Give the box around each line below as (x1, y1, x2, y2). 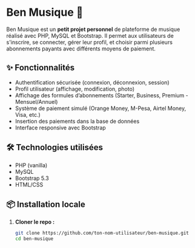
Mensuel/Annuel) (15, 98, 58, 105)
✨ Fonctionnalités (6, 63, 75, 73)
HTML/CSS (15, 181, 44, 188)
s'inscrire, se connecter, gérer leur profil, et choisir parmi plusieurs (6, 38, 173, 46)
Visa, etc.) (15, 111, 41, 118)
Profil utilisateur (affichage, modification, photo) (15, 85, 135, 92)
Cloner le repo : (15, 218, 55, 226)
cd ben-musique (15, 236, 54, 242)
